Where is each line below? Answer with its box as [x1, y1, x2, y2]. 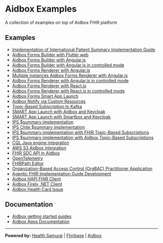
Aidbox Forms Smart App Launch [12, 93, 79, 99]
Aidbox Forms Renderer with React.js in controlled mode [12, 88, 125, 93]
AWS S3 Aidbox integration [12, 145, 66, 150]
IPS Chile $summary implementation [12, 124, 85, 130]
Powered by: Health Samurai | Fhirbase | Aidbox [5, 232, 102, 238]
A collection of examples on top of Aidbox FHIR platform [5, 19, 117, 25]
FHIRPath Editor [12, 160, 44, 166]
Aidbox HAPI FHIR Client [12, 176, 61, 182]
